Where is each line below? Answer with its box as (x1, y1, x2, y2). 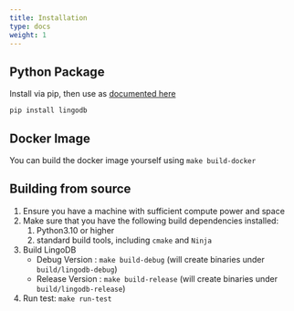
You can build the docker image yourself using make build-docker (9, 155, 257, 165)
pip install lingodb (9, 106, 89, 115)
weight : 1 (9, 30, 47, 39)
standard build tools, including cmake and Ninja (36, 234, 213, 245)
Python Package (9, 64, 105, 79)
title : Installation (9, 13, 89, 23)
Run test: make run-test (22, 293, 112, 304)
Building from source (9, 181, 131, 197)
